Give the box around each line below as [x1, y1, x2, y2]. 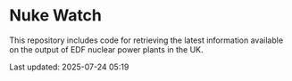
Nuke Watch [9, 5, 103, 26]
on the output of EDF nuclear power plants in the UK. [9, 44, 204, 54]
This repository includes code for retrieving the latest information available [9, 35, 284, 45]
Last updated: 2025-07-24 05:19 [9, 61, 129, 72]
